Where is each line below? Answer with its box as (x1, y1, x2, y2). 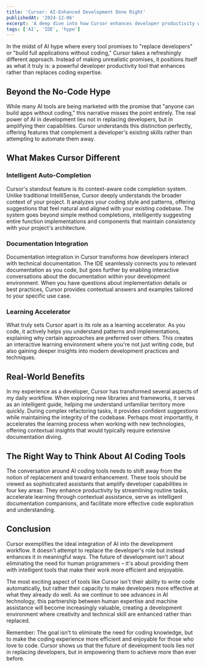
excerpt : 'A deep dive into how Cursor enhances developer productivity (6, 20, 195, 26)
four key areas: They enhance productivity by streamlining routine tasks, (6, 487, 189, 494)
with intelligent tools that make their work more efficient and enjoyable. (6, 566, 185, 573)
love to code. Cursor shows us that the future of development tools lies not (6, 641, 195, 649)
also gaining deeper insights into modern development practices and (6, 347, 179, 355)
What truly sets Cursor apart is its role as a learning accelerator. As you (6, 322, 185, 329)
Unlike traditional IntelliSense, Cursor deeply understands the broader (6, 191, 182, 199)
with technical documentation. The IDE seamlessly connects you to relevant (6, 260, 197, 267)
